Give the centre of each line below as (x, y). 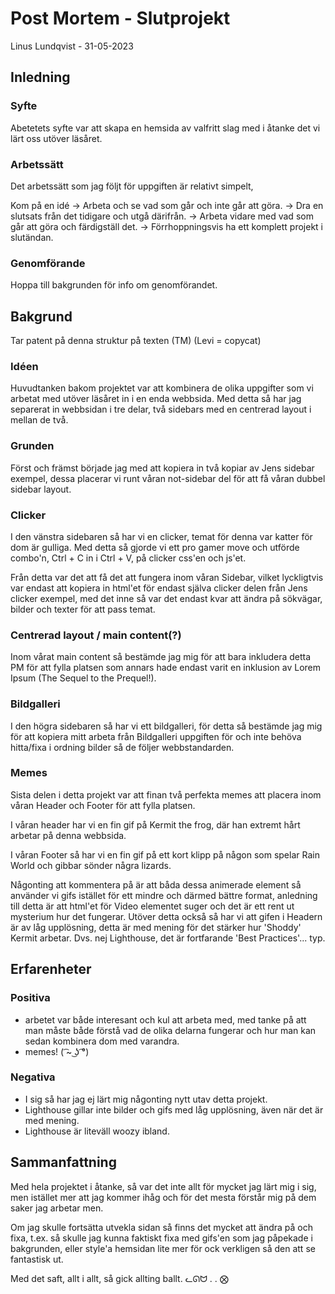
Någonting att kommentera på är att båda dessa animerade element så (156, 884)
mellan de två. (39, 420)
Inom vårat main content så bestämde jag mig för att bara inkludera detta (161, 657)
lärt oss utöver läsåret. (56, 138)
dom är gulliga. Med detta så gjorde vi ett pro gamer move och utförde (155, 547)
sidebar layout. (41, 489)
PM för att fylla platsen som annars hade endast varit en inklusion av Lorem (166, 668)
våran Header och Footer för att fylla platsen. (103, 805)
